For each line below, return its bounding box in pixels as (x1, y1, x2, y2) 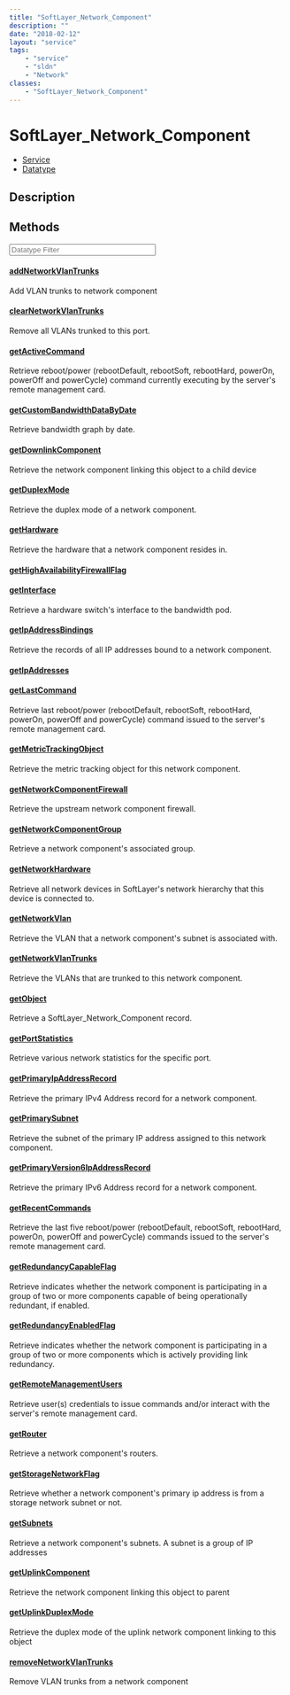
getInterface (9, 585, 57, 595)
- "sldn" (25, 63, 57, 72)
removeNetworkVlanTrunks (9, 1656, 113, 1667)
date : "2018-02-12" (9, 29, 81, 38)
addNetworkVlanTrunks (9, 266, 100, 276)
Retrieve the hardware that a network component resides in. (9, 544, 228, 555)
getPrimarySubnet (9, 1113, 80, 1124)
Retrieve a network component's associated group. (9, 844, 196, 854)
